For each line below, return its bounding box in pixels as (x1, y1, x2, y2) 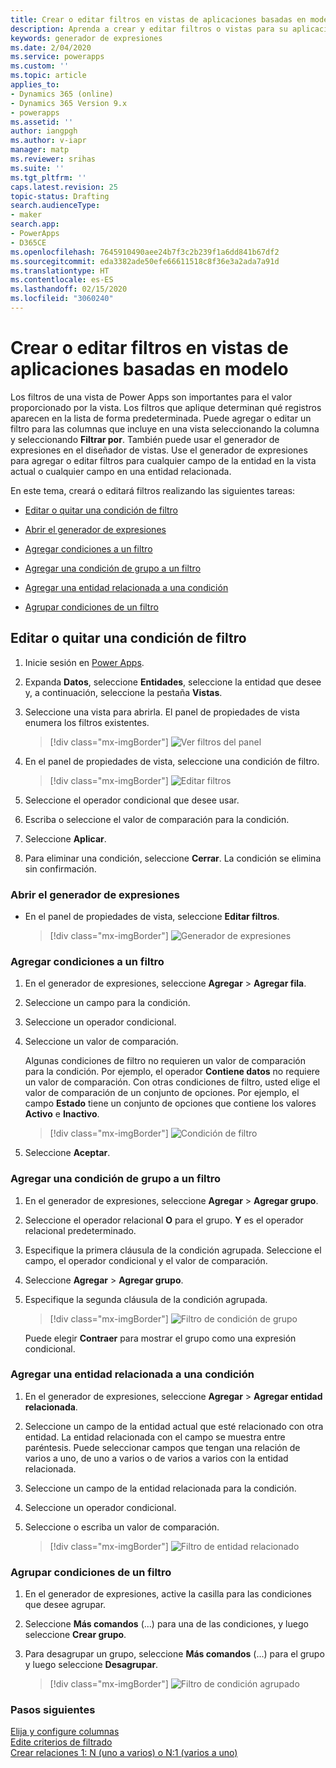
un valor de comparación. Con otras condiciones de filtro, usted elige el (24, 1076, 321, 1088)
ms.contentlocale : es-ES (10, 275, 114, 285)
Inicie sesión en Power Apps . (24, 656, 145, 668)
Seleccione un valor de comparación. (24, 1036, 179, 1048)
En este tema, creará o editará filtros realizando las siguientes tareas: (10, 484, 296, 496)
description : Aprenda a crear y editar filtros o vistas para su (10, 24, 288, 34)
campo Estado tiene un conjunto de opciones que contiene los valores (24, 1097, 317, 1110)
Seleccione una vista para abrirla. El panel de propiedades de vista (24, 706, 300, 718)
